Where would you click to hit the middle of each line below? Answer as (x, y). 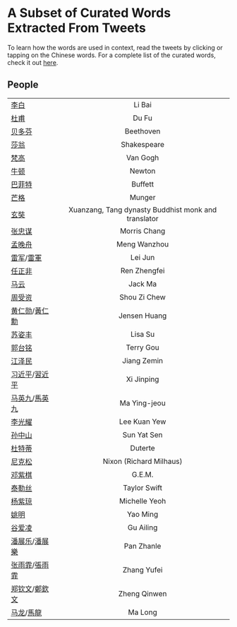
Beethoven (142, 131)
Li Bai (142, 104)
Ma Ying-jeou (142, 402)
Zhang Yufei (142, 570)
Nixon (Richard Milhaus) (142, 461)
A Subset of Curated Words (89, 13)
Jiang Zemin (143, 360)
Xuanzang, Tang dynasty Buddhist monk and (142, 210)
